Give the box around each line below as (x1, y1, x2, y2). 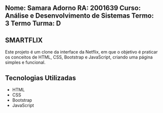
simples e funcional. (5, 59, 46, 65)
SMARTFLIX (5, 36, 43, 44)
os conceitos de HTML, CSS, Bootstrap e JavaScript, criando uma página (5, 54, 153, 60)
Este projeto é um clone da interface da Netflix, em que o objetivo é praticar (5, 49, 158, 55)
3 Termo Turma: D (5, 19, 61, 28)
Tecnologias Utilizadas (5, 74, 76, 82)
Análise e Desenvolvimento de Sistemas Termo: (5, 12, 154, 20)
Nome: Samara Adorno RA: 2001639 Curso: (5, 4, 141, 12)
